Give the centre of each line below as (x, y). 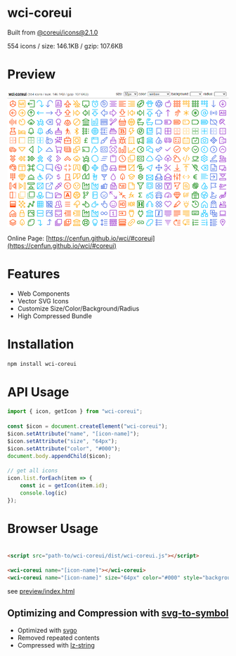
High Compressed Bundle (55, 316)
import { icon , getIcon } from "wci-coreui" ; (75, 412)
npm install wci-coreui (42, 364)
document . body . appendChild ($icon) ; (59, 456)
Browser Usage (53, 529)
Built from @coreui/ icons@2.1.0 (53, 32)
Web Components (44, 294)
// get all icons (33, 471)
